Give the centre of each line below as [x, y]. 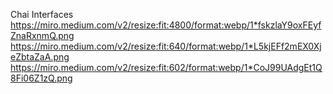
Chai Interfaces [42, 14]
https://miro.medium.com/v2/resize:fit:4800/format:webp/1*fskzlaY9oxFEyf [166, 25]
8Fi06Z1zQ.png [41, 78]
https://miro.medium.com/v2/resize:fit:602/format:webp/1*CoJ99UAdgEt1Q [166, 67]
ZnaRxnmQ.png [42, 35]
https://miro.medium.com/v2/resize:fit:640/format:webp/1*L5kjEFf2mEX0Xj [166, 46]
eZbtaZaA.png [40, 57]
